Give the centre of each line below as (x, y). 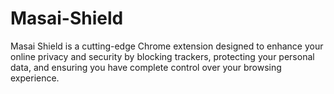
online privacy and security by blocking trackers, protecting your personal (162, 56)
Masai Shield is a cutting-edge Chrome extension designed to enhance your (167, 46)
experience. (35, 78)
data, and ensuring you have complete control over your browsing (146, 67)
